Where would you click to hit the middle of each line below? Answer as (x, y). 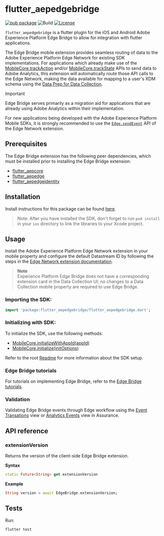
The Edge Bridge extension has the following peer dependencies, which (78, 156)
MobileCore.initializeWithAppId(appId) (51, 343)
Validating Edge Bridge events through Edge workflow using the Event (76, 410)
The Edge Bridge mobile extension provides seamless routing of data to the (82, 52)
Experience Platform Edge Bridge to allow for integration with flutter (74, 38)
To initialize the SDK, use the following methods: (54, 333)
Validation (18, 400)
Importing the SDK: (29, 300)
